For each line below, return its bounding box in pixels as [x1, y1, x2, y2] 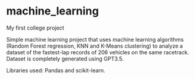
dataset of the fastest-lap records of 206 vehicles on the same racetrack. [6, 48, 190, 55]
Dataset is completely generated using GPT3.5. [6, 55, 124, 62]
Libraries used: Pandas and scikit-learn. [6, 66, 106, 74]
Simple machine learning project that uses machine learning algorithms [6, 36, 184, 43]
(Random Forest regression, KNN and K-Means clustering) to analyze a [6, 42, 183, 49]
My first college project [6, 24, 65, 31]
